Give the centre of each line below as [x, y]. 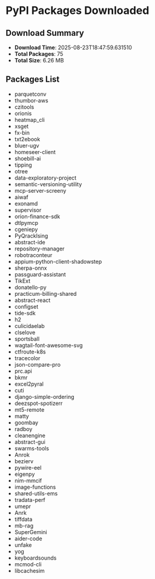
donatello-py [30, 287]
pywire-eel [28, 467]
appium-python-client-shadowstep [58, 261]
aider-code [28, 538]
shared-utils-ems [36, 493]
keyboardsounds [35, 558]
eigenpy [25, 474]
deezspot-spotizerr [38, 403]
